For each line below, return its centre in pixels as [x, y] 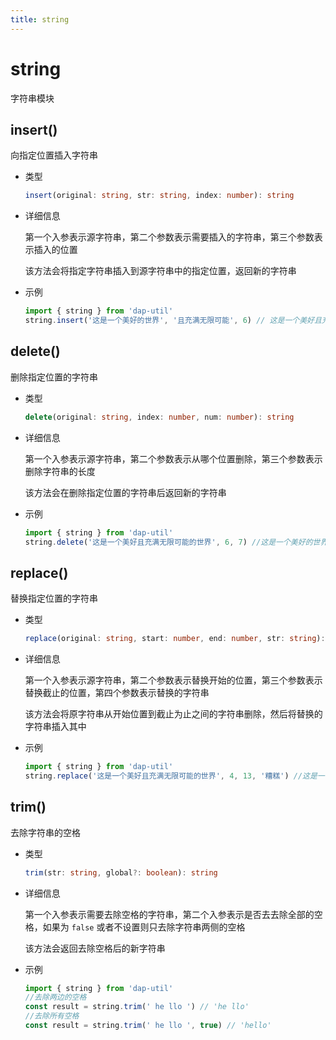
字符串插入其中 [55, 727]
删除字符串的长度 [60, 471]
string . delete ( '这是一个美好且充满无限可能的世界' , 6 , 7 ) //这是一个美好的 [168, 542]
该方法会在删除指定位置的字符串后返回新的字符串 [125, 492]
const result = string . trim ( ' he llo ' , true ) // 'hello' [148, 1026]
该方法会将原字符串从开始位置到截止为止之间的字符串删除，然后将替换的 [173, 714]
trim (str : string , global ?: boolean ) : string [121, 872]
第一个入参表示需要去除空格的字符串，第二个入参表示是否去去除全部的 [169, 914]
